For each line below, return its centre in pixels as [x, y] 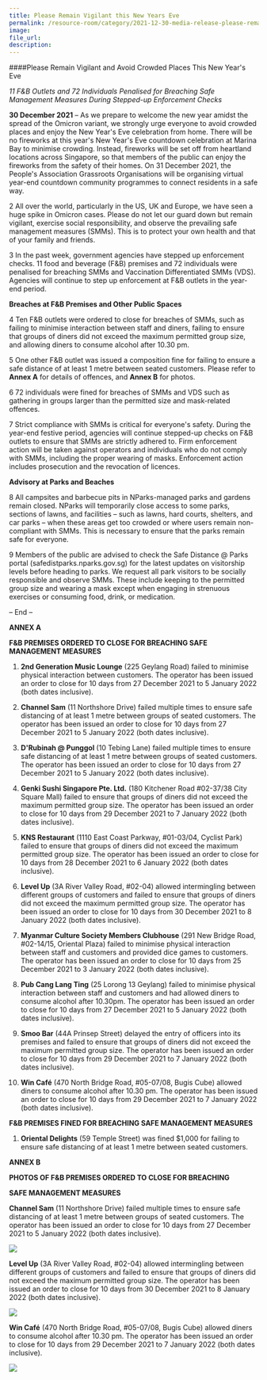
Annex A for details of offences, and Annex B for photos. [102, 377]
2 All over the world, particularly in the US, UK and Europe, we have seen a [131, 206]
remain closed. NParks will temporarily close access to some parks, [120, 506]
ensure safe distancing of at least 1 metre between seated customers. [134, 1147]
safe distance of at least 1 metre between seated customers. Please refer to [132, 368]
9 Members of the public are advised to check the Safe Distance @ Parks [129, 555]
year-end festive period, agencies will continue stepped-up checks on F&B [131, 433]
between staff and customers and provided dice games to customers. [134, 952]
